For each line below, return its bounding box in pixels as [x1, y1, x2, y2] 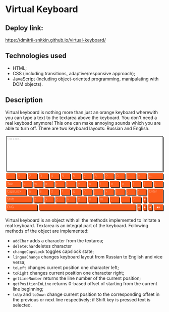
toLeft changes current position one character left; [12, 264, 120, 271]
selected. [12, 302, 32, 308]
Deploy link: [5, 24, 44, 32]
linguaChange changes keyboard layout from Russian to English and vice [12, 253, 163, 259]
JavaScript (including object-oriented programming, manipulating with [12, 76, 159, 82]
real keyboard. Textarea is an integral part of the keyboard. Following [5, 222, 149, 228]
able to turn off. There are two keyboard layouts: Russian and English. [5, 125, 150, 131]
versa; [12, 259, 26, 265]
